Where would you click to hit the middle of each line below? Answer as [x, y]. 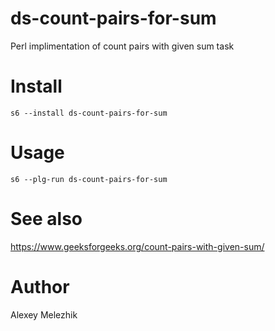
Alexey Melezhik [44, 314]
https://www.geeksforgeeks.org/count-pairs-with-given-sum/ [137, 246]
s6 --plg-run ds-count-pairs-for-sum [89, 179]
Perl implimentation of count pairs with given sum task [122, 46]
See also [46, 219]
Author [40, 286]
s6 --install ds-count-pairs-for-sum [89, 113]
